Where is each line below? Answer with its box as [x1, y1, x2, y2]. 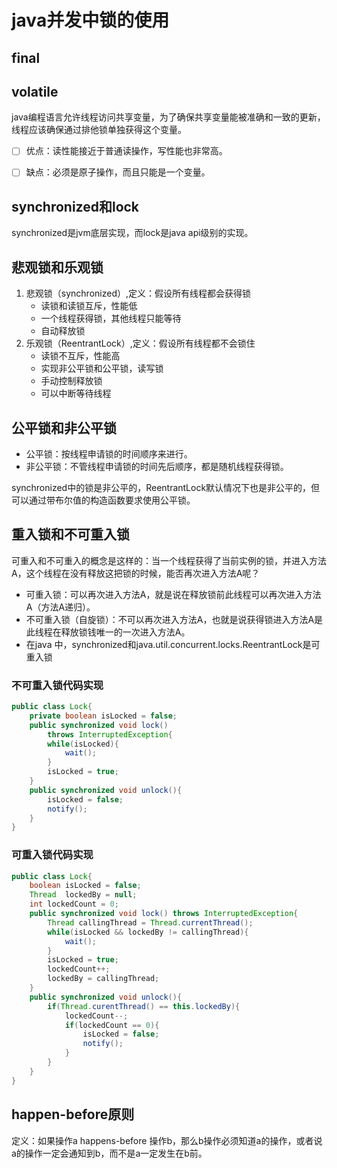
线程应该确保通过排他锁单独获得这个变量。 [11, 124, 187, 136]
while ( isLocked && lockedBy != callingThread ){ [47, 927, 249, 937]
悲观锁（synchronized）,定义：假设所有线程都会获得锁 [25, 287, 251, 300]
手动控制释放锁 [40, 375, 103, 387]
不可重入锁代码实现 [11, 678, 104, 692]
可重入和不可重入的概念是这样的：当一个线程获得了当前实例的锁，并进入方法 [11, 554, 327, 566]
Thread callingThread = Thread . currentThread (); [47, 917, 254, 928]
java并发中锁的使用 [11, 9, 170, 32]
